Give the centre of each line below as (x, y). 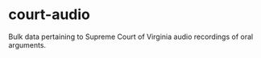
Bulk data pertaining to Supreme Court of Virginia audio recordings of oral (131, 37)
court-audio (50, 15)
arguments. (27, 44)
